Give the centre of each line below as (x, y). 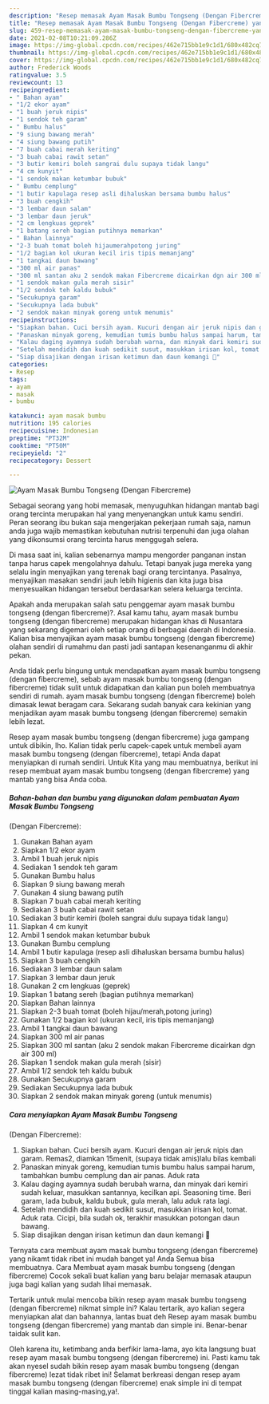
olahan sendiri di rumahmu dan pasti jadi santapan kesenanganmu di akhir (131, 647)
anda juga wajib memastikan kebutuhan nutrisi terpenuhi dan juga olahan (129, 531)
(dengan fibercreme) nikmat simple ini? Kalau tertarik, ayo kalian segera (127, 1308)
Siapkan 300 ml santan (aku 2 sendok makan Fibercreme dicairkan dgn (138, 1046)
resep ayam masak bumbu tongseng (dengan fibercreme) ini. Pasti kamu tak (134, 1358)
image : (20, 45)
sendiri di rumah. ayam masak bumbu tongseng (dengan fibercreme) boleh (133, 696)
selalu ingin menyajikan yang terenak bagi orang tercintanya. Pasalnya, (126, 572)
